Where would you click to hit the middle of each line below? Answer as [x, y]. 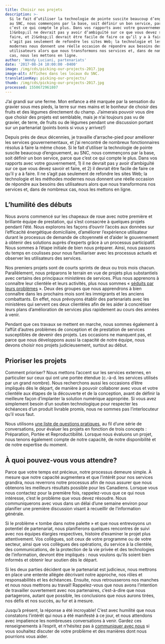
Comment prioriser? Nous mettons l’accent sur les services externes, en [78, 373]
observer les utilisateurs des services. [43, 258]
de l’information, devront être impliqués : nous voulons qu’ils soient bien [78, 555]
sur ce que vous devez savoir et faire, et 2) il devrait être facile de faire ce [80, 168]
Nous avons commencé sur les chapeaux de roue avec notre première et [79, 216]
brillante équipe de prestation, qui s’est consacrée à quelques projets [75, 222]
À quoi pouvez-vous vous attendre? [61, 460]
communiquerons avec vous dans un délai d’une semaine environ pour [77, 503]
